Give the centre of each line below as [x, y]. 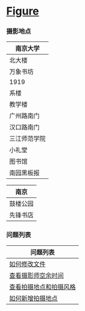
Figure [23, 11]
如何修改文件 [28, 264]
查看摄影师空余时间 [37, 275]
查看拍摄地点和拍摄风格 [43, 287]
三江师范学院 [28, 139]
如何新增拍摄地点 [34, 298]
